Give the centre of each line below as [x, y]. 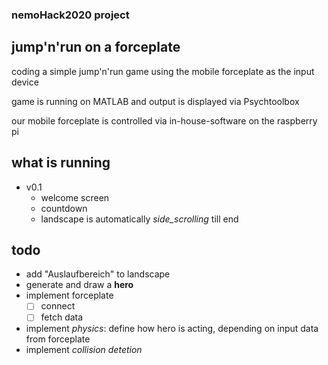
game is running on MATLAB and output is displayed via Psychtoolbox [155, 101]
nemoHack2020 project [70, 15]
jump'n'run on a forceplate [96, 47]
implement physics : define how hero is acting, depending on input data [172, 329]
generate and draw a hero [79, 285]
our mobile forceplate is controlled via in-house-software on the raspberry [164, 120]
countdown [64, 208]
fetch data [62, 317]
